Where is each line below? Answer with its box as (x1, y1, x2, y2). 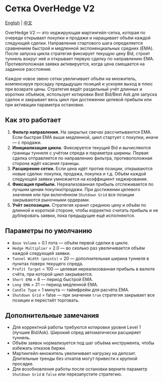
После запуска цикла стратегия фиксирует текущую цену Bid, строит (5, 50, 150, 56)
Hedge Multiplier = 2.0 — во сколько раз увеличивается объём (12, 245, 145, 251)
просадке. (12, 361, 34, 367)
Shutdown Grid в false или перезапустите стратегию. (12, 371, 122, 377)
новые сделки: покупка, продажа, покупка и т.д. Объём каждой (12, 170, 146, 177)
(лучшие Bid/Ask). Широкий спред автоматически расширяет (12, 329, 141, 335)
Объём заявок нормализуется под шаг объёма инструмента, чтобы (12, 340, 155, 346)
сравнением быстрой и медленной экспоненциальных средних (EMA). (5, 45, 154, 51)
